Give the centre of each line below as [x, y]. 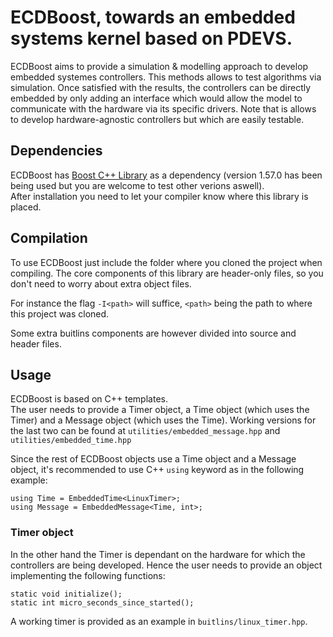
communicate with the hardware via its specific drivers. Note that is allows [163, 108]
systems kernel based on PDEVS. [151, 38]
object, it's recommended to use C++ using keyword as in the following [157, 470]
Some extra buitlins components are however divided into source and [153, 333]
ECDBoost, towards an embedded [153, 17]
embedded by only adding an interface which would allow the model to [156, 98]
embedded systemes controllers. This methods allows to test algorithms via [166, 77]
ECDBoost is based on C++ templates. [89, 399]
